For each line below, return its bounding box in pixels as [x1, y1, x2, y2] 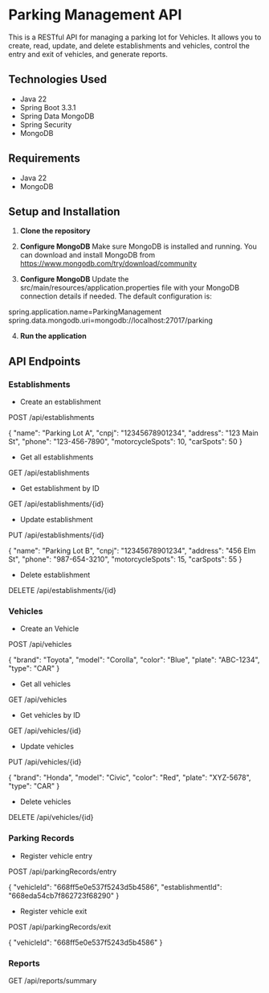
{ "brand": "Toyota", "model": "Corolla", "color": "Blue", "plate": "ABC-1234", [8, 655, 260, 665]
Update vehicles [19, 742, 75, 752]
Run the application [19, 332, 87, 341]
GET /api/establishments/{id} [8, 499, 104, 509]
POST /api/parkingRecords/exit [8, 921, 112, 931]
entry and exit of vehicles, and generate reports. [8, 49, 169, 59]
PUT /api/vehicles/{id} [8, 757, 82, 767]
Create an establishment [19, 397, 102, 407]
